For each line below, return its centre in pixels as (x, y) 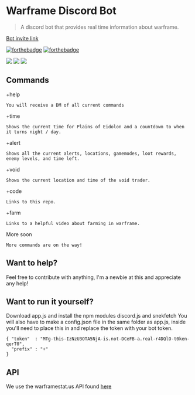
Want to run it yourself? (50, 302)
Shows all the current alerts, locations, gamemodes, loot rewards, (91, 154)
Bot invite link (23, 38)
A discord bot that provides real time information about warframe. (100, 27)
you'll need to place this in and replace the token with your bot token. (89, 328)
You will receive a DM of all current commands (65, 105)
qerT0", (16, 344)
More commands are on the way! (44, 245)
